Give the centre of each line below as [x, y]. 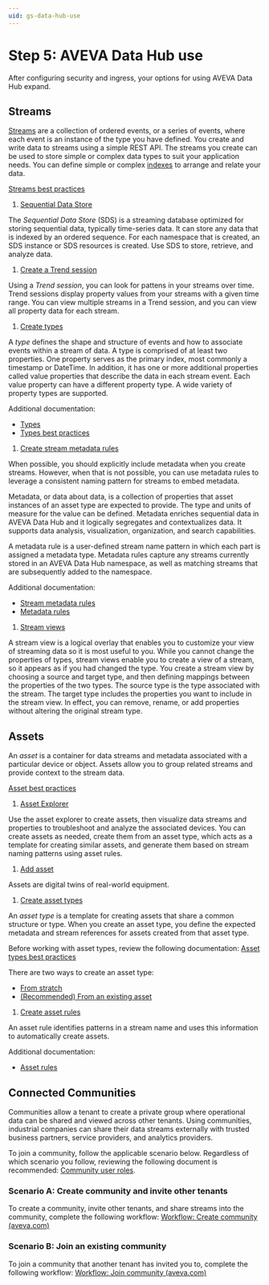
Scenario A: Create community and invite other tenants [118, 1191]
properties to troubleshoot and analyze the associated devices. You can [127, 828]
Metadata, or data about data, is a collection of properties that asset [121, 497]
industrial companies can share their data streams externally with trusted [129, 1129]
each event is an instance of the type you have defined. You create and [126, 139]
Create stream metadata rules [69, 449]
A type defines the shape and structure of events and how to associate [126, 342]
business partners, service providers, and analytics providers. [111, 1138]
